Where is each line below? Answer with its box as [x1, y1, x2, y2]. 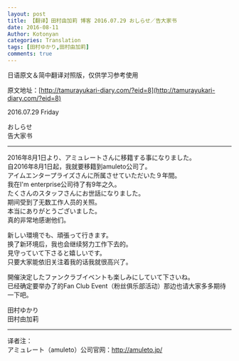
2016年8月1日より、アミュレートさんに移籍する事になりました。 [7, 153, 196, 161]
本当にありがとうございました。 [7, 206, 101, 215]
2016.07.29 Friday [7, 108, 59, 116]
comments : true [7, 51, 53, 58]
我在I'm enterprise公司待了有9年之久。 [7, 180, 121, 188]
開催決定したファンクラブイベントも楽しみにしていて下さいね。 [7, 273, 194, 281]
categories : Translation [7, 37, 81, 44]
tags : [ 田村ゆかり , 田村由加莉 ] [7, 44, 90, 51]
